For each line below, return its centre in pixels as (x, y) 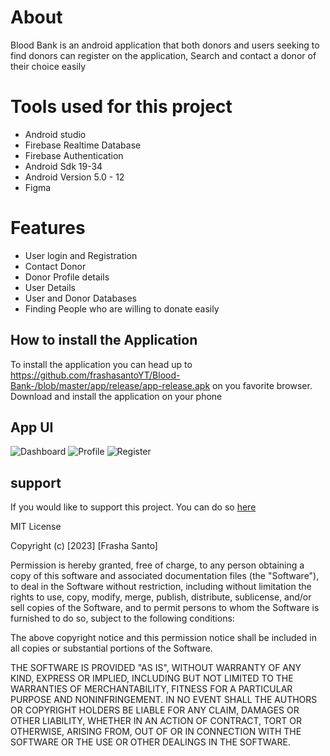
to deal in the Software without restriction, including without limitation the (161, 587)
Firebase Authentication (74, 155)
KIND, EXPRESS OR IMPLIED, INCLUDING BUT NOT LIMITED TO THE (152, 678)
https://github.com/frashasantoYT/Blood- (95, 375)
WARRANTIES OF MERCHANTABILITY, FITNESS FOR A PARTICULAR (151, 689)
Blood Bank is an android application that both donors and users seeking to (165, 45)
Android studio (55, 134)
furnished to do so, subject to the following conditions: (122, 618)
